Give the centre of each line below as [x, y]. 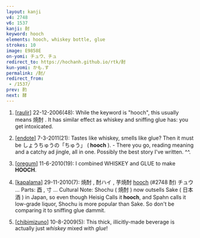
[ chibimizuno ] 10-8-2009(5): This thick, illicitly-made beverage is [95, 222]
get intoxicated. [34, 126]
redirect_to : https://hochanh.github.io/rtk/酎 [66, 62]
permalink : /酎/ [26, 73]
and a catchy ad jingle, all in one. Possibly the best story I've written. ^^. [103, 152]
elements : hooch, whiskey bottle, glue [56, 40]
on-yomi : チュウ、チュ [32, 56]
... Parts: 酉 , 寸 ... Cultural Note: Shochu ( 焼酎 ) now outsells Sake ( [98, 189]
